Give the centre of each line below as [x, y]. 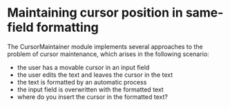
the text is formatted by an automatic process [82, 82]
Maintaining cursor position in [95, 13]
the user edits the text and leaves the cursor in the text [95, 75]
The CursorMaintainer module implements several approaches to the [105, 46]
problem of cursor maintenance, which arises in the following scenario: [108, 54]
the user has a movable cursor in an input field [83, 67]
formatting [67, 27]
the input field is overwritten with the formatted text [90, 89]
